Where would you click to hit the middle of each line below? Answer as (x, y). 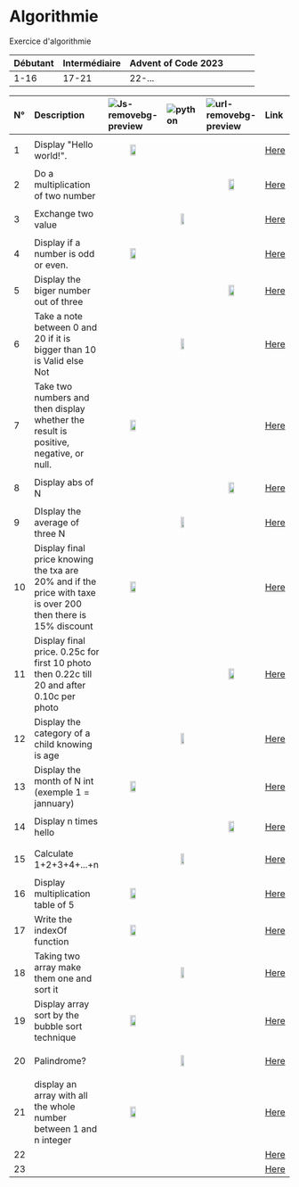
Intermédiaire (92, 62)
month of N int (64, 780)
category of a (62, 733)
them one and (63, 978)
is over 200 (58, 604)
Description (60, 115)
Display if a (57, 243)
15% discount (64, 626)
